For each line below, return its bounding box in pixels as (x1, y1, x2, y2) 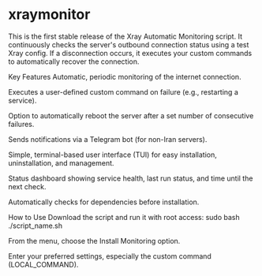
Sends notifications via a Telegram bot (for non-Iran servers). (8, 134, 208, 144)
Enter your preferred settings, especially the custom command (8, 251, 211, 261)
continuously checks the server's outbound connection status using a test (8, 39, 249, 49)
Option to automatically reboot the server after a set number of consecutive (8, 110, 254, 120)
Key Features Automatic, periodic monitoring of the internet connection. (8, 72, 242, 81)
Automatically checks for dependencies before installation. (8, 197, 200, 207)
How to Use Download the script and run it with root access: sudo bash (8, 212, 240, 222)
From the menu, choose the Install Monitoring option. (8, 236, 181, 245)
